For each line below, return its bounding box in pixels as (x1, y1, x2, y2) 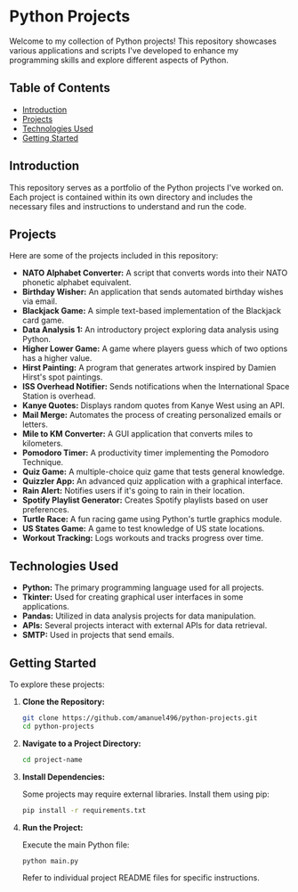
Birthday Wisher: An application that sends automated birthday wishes (21, 287, 284, 298)
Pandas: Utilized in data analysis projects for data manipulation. (21, 610, 256, 621)
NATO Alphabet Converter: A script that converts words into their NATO (21, 267, 288, 278)
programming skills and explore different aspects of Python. (9, 54, 229, 65)
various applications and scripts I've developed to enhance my (9, 45, 238, 55)
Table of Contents (9, 80, 111, 95)
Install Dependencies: (21, 771, 105, 782)
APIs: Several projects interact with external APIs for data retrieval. (21, 620, 268, 631)
